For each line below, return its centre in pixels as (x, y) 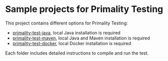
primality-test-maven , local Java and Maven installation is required (81, 38)
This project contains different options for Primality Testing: (66, 23)
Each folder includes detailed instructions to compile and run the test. (77, 53)
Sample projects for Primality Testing (84, 9)
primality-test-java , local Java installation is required (66, 32)
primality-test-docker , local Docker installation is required (72, 43)
